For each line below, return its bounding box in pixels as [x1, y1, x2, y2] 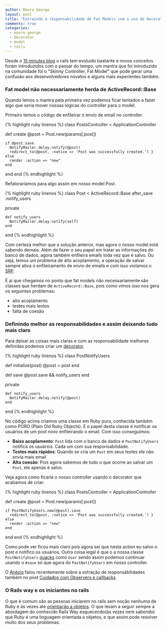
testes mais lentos [12, 303, 49, 309]
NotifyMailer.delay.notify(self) [9, 219, 79, 224]
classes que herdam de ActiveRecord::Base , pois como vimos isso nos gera [5, 283, 160, 289]
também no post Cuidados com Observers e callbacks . [5, 575, 117, 580]
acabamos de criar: [5, 479, 45, 485]
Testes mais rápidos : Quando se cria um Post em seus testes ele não [12, 449, 154, 455]
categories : [5, 26, 30, 31]
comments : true [5, 21, 37, 26]
